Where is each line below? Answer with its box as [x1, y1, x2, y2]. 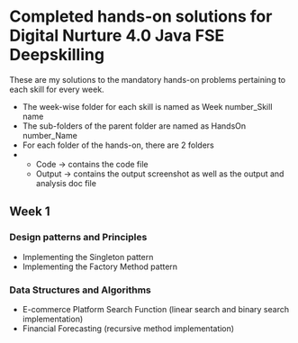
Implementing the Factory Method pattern [22, 261, 178, 272]
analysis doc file [35, 177, 97, 188]
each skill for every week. [9, 84, 105, 95]
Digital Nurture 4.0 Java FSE [9, 25, 225, 46]
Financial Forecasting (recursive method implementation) [22, 322, 235, 334]
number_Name [22, 130, 78, 140]
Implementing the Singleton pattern [22, 251, 154, 262]
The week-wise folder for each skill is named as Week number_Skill [22, 101, 273, 112]
